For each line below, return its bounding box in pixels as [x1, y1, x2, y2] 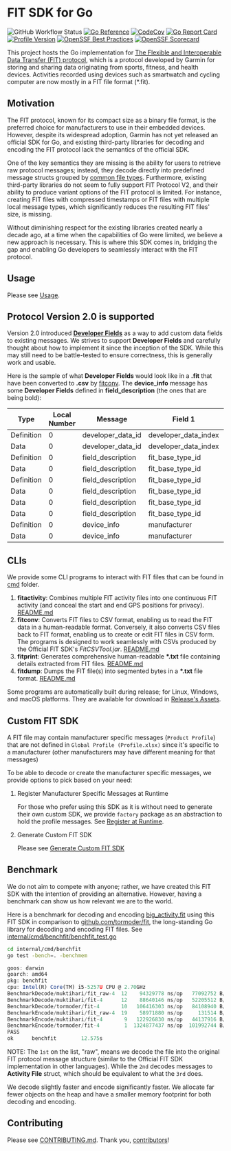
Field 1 [172, 414, 195, 424]
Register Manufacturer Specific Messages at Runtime [16, 790, 168, 797]
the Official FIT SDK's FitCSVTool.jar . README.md [16, 645, 159, 653]
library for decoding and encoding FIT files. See [7, 925, 143, 933]
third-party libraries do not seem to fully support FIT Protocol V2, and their [7, 181, 219, 189]
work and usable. [7, 359, 56, 367]
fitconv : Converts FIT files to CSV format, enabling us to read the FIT [16, 616, 213, 624]
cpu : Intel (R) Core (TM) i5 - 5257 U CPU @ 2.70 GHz [7, 984, 146, 991]
